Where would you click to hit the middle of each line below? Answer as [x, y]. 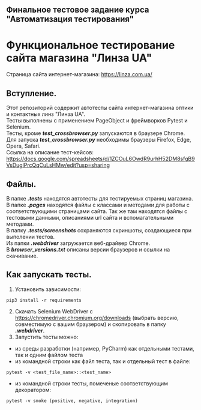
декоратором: [33, 390]
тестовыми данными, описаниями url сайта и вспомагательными [90, 217]
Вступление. [31, 93]
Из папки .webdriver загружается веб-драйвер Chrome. [78, 243]
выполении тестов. [31, 237]
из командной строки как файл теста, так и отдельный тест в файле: [103, 361]
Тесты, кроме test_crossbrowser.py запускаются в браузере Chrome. [96, 133]
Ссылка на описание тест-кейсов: [50, 152]
